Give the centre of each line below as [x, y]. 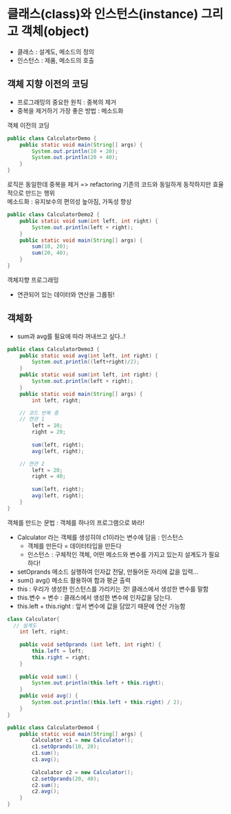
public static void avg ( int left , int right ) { [89, 355]
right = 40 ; [49, 477]
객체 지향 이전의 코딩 [48, 84]
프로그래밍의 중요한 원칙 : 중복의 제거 [67, 102]
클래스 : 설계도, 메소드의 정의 [56, 52]
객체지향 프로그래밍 [33, 280]
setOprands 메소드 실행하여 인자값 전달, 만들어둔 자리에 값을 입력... [108, 572]
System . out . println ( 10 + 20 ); [75, 151]
